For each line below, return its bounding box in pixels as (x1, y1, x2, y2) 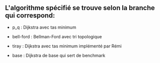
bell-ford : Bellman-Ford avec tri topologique (12, 33, 102, 39)
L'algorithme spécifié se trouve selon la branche (5, 4, 155, 12)
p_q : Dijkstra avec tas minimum (12, 24, 77, 30)
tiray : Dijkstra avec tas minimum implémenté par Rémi (12, 43, 122, 49)
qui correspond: (5, 12, 55, 20)
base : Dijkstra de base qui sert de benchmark (12, 52, 106, 58)
